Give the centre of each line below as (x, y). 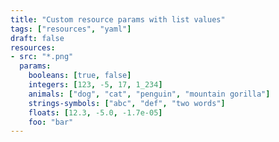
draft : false (37, 38)
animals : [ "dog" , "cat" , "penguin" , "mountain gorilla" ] (149, 94)
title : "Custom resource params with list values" (118, 19)
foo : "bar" (51, 122)
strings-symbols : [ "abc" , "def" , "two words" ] (127, 103)
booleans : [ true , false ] (80, 76)
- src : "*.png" (42, 57)
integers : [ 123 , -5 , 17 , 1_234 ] (95, 85)
